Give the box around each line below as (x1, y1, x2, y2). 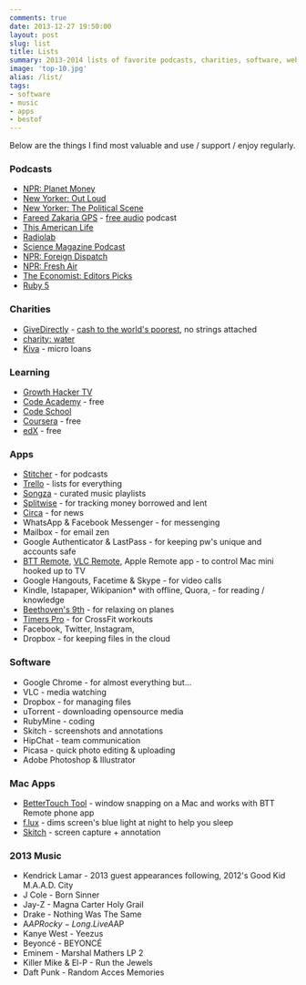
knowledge (22, 594, 66, 606)
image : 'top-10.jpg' (9, 65, 88, 74)
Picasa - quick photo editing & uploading (22, 744, 176, 755)
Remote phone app (22, 807, 95, 818)
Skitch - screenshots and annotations (22, 725, 164, 736)
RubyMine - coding (22, 715, 96, 726)
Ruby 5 (22, 280, 50, 292)
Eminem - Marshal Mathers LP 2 (22, 948, 144, 959)
